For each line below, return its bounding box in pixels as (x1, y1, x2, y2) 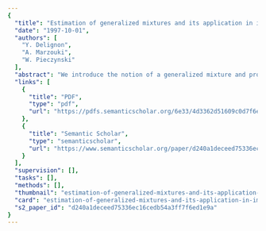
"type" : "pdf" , (28, 100, 79, 108)
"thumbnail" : (14, 188, 58, 197)
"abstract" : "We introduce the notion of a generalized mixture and (14, 71, 246, 79)
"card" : (14, 196, 40, 204)
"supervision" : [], (14, 167, 79, 175)
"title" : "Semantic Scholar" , (28, 129, 129, 137)
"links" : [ (14, 78, 51, 86)
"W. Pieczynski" (21, 56, 76, 64)
